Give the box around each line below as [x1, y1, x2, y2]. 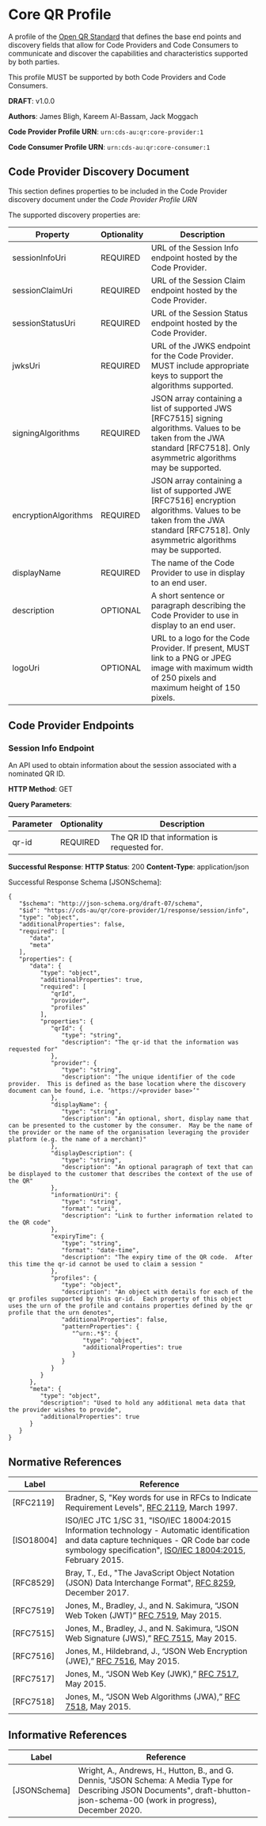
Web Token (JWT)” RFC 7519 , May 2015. [65, 1610, 222, 1622]
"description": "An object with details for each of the [61, 1288, 253, 1297]
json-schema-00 [78, 1795, 144, 1806]
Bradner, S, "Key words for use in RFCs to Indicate [65, 1492, 252, 1503]
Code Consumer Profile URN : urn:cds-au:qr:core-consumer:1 [8, 142, 211, 151]
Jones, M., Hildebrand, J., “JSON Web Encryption [65, 1646, 248, 1657]
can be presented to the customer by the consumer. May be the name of [8, 1121, 253, 1130]
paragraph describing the [150, 600, 246, 611]
